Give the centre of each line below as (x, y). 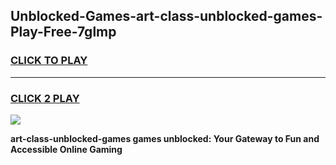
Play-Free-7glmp (63, 32)
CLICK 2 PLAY (45, 98)
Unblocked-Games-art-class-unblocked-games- (166, 16)
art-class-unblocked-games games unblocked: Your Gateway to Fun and (165, 138)
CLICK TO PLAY (49, 61)
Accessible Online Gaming (66, 149)
